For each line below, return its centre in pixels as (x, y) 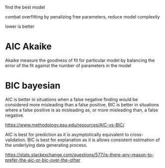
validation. (16, 140)
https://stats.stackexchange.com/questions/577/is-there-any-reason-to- (80, 155)
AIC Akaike (29, 46)
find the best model (25, 7)
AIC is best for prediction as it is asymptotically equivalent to (67, 134)
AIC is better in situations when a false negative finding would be (72, 99)
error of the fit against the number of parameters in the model (68, 65)
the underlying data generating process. (46, 145)
